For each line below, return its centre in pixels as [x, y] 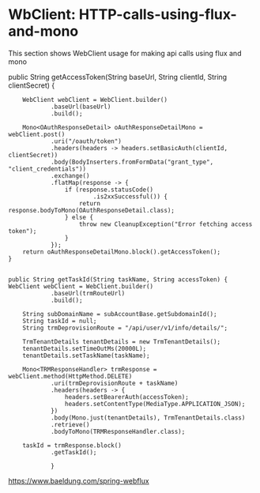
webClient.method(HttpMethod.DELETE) [70, 376]
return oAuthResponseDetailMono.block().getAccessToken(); [122, 252]
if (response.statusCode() [109, 190]
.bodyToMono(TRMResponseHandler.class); [118, 431]
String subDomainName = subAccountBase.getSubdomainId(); [120, 314]
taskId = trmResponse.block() [72, 445]
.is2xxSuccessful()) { [130, 196]
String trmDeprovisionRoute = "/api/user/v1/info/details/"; [125, 328]
